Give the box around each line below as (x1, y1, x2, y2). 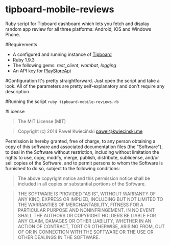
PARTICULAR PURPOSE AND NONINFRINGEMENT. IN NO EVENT (17, 207, 155, 213)
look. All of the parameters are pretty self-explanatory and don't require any (5, 83, 165, 89)
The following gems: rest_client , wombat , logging (12, 62, 116, 68)
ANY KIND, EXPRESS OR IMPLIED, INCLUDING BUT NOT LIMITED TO (17, 196, 163, 202)
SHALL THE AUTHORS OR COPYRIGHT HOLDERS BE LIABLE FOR (17, 212, 156, 218)
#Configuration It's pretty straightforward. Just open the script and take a (5, 77, 160, 84)
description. (5, 88, 31, 94)
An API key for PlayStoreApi (12, 68, 71, 74)
